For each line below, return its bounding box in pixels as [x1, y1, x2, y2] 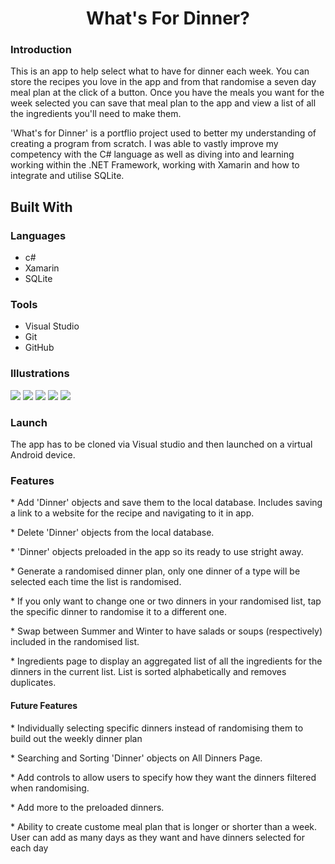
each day [10, 842, 49, 854]
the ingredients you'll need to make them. [10, 108, 182, 120]
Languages [10, 228, 67, 242]
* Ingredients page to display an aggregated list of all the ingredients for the [10, 655, 323, 667]
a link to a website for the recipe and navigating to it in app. [10, 507, 255, 519]
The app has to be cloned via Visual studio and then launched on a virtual [10, 438, 313, 451]
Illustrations [10, 367, 70, 381]
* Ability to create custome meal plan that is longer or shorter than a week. [10, 820, 318, 832]
